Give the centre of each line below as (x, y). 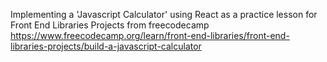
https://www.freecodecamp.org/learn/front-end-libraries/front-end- (150, 35)
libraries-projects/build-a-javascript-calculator (106, 46)
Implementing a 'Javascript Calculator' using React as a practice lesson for (164, 14)
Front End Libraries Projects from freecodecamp (110, 25)
